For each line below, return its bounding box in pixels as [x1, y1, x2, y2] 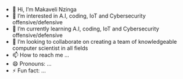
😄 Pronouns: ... [12, 60, 52, 67]
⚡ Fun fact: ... [12, 67, 46, 74]
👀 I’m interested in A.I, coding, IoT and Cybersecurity [12, 12, 146, 19]
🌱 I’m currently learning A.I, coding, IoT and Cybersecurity [12, 25, 160, 32]
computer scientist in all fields [12, 44, 88, 52]
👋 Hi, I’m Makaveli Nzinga [12, 6, 77, 13]
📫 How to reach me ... [12, 52, 69, 58]
